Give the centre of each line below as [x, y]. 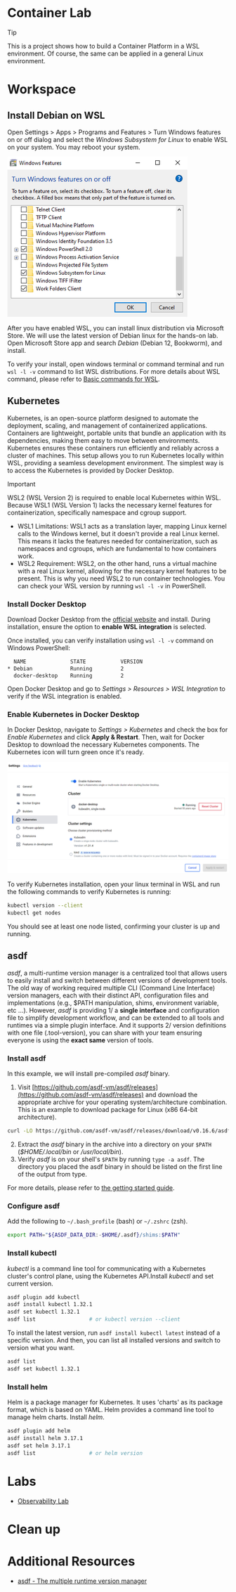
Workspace [41, 90]
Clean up [34, 1529]
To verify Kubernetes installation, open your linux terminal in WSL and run [114, 884]
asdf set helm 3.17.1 [39, 1446]
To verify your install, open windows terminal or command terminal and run [116, 364]
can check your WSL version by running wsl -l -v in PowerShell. [112, 585]
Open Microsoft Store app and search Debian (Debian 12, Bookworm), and [115, 343]
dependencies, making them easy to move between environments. [104, 440]
